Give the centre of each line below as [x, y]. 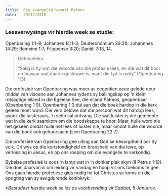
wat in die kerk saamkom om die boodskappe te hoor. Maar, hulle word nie [83, 121]
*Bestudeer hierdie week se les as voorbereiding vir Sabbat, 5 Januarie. [81, 188]
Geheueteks [30, 58]
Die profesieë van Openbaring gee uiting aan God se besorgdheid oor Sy [81, 141]
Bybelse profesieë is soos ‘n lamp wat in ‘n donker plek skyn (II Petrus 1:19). [84, 162]
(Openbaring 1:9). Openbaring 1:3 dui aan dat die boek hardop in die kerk [81, 105]
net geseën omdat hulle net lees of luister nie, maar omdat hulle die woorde [84, 126]
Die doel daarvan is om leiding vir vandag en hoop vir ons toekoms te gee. [83, 167]
